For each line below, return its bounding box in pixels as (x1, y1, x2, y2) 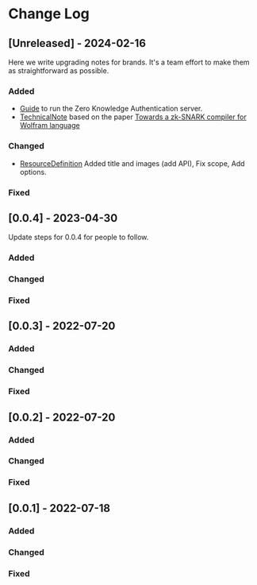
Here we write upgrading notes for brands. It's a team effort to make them (8, 57, 250, 67)
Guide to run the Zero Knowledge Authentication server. (19, 104, 203, 114)
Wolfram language (19, 121, 81, 130)
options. (19, 167, 47, 176)
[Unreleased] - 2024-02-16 (8, 37, 147, 50)
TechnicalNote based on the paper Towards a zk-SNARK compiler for (19, 112, 247, 122)
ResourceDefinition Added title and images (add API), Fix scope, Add (19, 158, 245, 168)
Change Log (8, 5, 90, 23)
